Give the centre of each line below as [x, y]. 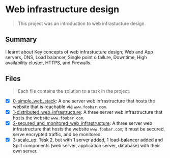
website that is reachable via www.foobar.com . [60, 107]
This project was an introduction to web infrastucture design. [82, 23]
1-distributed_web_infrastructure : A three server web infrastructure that [88, 112]
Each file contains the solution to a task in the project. [74, 91]
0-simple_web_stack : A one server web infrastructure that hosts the [84, 101]
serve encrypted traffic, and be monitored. [57, 134]
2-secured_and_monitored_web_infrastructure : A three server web [82, 123]
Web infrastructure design [62, 9]
